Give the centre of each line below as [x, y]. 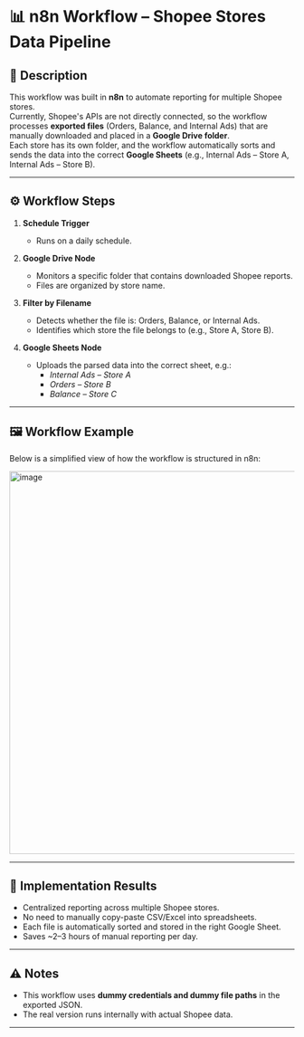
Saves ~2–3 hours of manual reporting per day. [110, 937]
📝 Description [48, 76]
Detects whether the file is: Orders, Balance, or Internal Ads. [148, 320]
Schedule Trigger [56, 223]
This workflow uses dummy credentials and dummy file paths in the [151, 995]
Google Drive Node [59, 258]
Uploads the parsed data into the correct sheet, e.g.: [134, 365]
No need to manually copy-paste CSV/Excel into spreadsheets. [140, 918]
